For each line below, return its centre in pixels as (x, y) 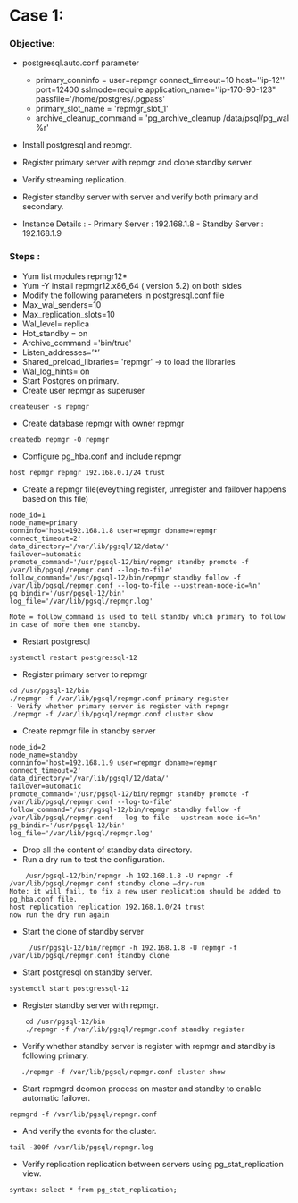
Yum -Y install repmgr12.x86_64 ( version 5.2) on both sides (132, 285)
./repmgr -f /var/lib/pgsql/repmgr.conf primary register (119, 699)
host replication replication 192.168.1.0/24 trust (107, 907)
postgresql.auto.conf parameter (81, 63)
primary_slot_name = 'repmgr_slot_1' (102, 109)
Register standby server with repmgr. (90, 1005)
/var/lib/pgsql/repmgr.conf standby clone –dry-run (107, 883)
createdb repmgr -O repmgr (59, 439)
